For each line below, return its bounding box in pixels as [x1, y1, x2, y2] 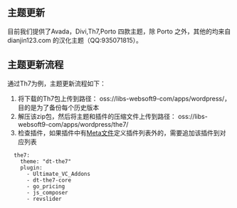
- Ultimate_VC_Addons [26, 170, 91, 177]
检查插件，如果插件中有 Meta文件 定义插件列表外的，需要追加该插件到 [17, 128, 221, 137]
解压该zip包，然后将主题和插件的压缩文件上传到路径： [17, 112, 177, 120]
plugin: [20, 164, 43, 171]
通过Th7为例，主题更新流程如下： [7, 79, 107, 88]
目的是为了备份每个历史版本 [17, 103, 100, 112]
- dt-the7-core [26, 177, 72, 184]
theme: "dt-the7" [20, 157, 72, 165]
